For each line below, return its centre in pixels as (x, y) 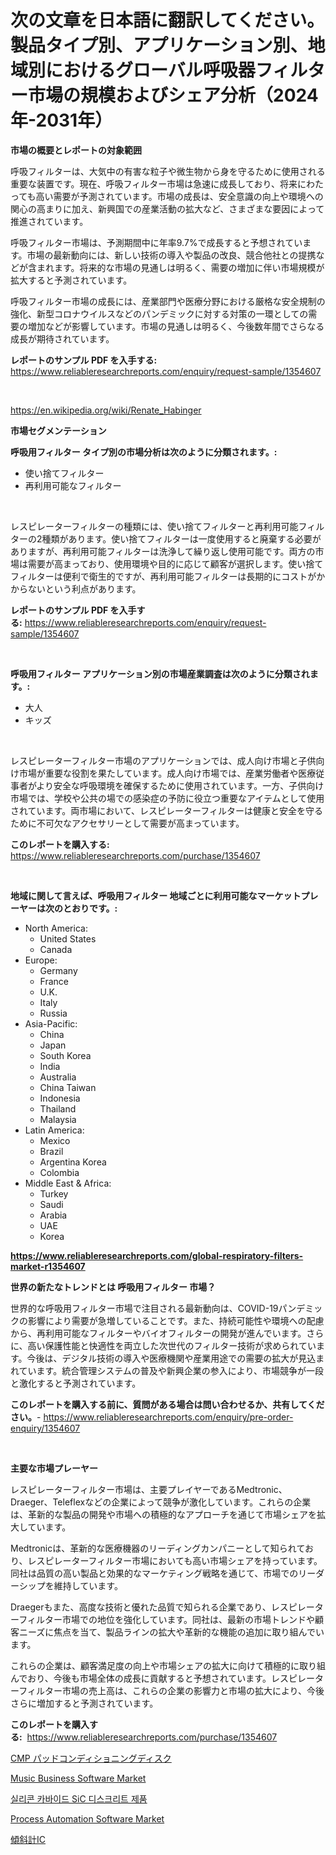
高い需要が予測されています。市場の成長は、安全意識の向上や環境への (179, 196)
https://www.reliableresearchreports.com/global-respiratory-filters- (157, 1255)
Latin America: (54, 1130)
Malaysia (58, 1119)
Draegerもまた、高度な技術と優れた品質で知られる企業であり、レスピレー (162, 1607)
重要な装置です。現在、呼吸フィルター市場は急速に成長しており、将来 (154, 183)
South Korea (65, 1055)
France (54, 981)
